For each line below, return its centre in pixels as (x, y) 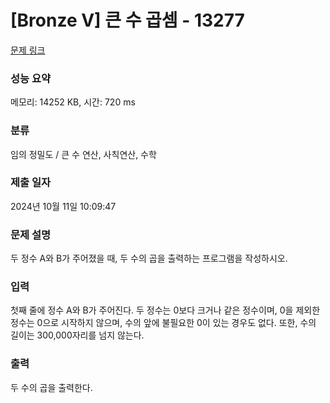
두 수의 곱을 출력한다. (51, 387)
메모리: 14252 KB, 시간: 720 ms (73, 102)
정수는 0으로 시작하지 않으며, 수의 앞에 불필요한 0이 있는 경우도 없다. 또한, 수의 (163, 323)
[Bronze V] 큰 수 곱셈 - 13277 (127, 20)
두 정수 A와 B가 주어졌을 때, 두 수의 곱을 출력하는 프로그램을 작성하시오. (149, 258)
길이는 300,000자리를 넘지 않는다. (77, 335)
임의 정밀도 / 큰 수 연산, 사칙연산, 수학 (83, 154)
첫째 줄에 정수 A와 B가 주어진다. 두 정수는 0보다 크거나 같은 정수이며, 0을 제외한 (165, 310)
